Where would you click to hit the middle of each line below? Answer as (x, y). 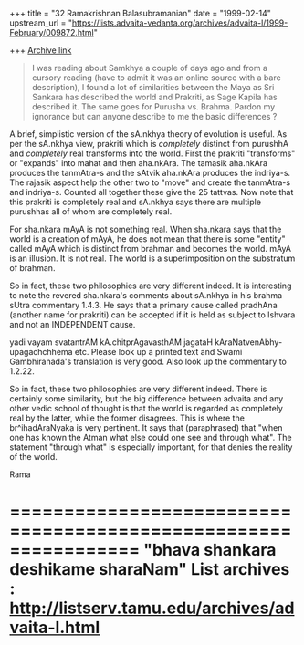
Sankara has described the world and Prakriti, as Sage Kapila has (154, 97)
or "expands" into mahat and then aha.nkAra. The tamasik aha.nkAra (138, 163)
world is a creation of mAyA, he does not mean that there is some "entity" (147, 239)
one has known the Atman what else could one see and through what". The (151, 437)
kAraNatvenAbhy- (248, 342)
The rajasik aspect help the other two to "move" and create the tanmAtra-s (150, 182)
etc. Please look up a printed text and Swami (158, 352)
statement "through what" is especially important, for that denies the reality (151, 447)
